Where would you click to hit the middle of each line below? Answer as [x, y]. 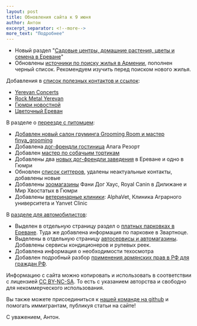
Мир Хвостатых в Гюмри [46, 191]
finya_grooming [34, 140]
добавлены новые [38, 178]
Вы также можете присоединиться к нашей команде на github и [87, 299]
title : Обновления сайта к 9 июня [49, 17]
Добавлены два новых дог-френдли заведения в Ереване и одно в [99, 159]
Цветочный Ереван [39, 111]
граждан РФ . [31, 264]
